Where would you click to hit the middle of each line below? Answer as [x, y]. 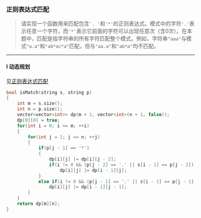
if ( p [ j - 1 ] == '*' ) [64, 148]
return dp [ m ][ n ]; [39, 204]
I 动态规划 [18, 66]
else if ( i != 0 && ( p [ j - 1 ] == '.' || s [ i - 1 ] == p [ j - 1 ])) [118, 181]
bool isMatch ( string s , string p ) [49, 92]
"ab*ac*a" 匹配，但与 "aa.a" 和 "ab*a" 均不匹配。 [102, 46]
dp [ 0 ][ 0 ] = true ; [39, 120]
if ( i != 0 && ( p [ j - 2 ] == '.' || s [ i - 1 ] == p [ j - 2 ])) [123, 165]
